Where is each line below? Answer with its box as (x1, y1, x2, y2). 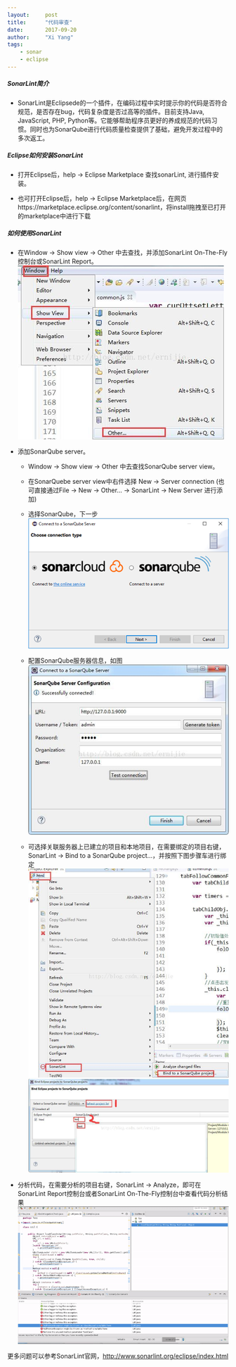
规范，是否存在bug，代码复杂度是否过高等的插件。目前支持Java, (17, 107, 205, 116)
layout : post (7, 11, 58, 18)
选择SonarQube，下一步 (27, 509, 98, 518)
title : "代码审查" (7, 18, 72, 26)
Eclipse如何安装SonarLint (7, 151, 84, 160)
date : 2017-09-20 (7, 26, 77, 33)
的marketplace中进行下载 (17, 211, 91, 220)
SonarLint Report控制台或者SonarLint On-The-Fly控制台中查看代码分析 (17, 1189, 222, 1197)
